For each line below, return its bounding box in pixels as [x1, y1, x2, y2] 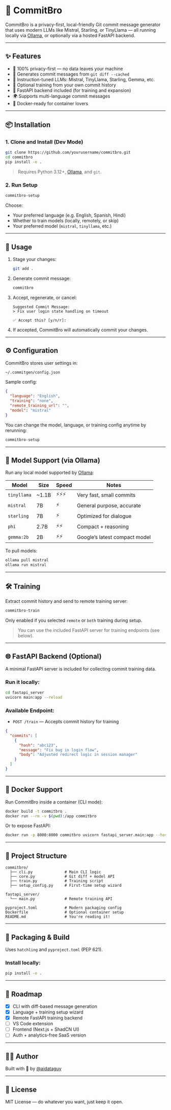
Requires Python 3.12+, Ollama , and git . [17, 169, 102, 175]
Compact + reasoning [77, 523, 129, 530]
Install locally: [5, 959, 41, 966]
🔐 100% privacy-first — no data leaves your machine [12, 65, 123, 72]
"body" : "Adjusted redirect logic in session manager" [18, 752, 138, 758]
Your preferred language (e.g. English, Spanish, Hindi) [12, 212, 126, 219]
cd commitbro [5, 155, 33, 160]
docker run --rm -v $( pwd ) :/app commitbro [5, 813, 97, 819]
